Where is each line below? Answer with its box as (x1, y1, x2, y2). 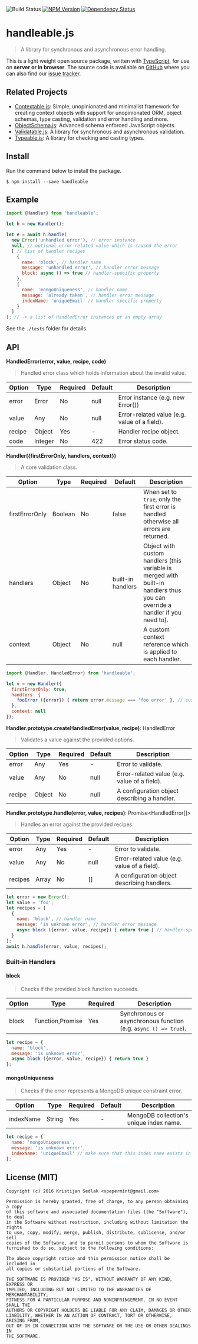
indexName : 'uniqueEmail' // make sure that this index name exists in (11, 1150, 192, 1157)
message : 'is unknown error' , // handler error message (16, 921, 157, 928)
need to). (143, 616, 169, 624)
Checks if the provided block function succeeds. (20, 985, 139, 992)
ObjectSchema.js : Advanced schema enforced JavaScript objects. (14, 121, 176, 128)
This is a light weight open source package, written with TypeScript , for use (6, 57, 190, 65)
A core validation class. (20, 464, 78, 471)
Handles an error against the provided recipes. (20, 821, 134, 828)
